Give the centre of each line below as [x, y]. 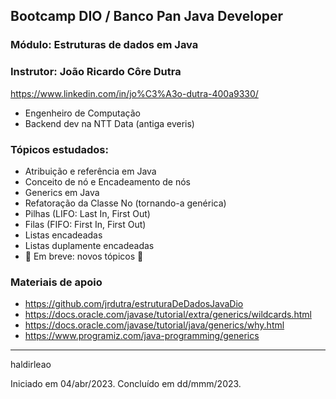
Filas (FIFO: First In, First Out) [85, 224]
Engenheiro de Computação [83, 113]
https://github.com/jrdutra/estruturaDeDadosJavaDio [134, 304]
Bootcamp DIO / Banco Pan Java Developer [147, 16]
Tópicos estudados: [59, 149]
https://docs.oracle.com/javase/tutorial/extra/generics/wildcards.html [168, 315]
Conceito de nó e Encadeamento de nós [108, 181]
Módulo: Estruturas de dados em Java [104, 45]
